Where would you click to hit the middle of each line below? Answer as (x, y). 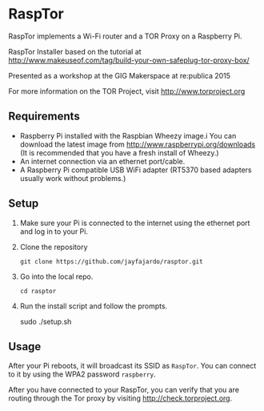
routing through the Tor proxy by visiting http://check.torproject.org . (120, 398)
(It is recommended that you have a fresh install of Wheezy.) (119, 152)
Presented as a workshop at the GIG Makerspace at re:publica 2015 (119, 75)
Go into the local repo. (56, 276)
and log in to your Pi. (54, 231)
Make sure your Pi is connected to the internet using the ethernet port (135, 223)
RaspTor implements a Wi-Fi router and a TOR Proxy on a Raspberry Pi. (125, 36)
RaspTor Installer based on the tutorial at (75, 51)
